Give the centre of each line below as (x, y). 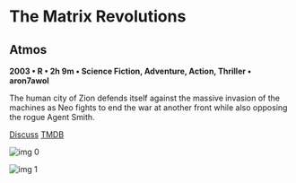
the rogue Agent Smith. (52, 117)
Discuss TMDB (37, 135)
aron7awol (29, 81)
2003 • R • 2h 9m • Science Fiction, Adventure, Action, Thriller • (131, 71)
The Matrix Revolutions (98, 17)
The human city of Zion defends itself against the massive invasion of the (145, 98)
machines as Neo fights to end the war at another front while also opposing (148, 108)
